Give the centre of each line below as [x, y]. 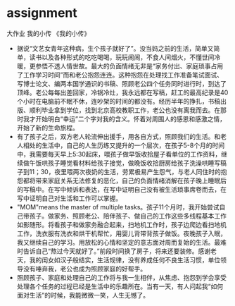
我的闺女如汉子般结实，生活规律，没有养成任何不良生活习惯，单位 [125, 259]
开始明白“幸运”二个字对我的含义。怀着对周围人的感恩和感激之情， [131, 118]
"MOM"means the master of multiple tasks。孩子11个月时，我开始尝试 [118, 207]
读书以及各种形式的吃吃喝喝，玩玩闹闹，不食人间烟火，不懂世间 [122, 57]
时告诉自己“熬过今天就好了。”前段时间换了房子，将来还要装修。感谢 [114, 251]
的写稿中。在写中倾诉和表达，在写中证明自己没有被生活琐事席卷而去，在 [121, 189]
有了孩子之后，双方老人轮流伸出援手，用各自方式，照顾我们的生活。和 [119, 136]
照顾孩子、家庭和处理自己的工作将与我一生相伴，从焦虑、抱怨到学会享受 [121, 277]
